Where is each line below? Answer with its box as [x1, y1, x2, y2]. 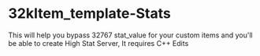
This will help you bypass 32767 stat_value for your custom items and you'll [8, 30, 254, 40]
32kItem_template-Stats [8, 5, 171, 23]
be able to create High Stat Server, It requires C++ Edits [8, 38, 189, 47]
